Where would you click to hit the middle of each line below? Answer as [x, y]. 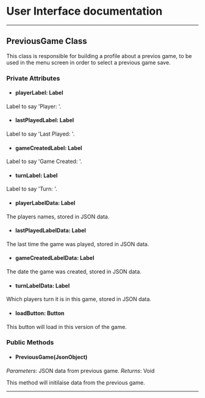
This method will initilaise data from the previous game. [76, 382]
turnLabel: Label [36, 175]
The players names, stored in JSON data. [58, 216]
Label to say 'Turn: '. [32, 189]
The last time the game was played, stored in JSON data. [78, 244]
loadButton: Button [40, 313]
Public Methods [30, 342]
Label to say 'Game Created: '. [44, 161]
